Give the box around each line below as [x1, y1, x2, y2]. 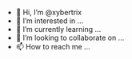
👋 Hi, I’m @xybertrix [15, 8, 82, 17]
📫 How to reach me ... [15, 42, 90, 51]
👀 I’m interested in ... [15, 16, 84, 26]
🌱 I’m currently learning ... [15, 25, 102, 33]
